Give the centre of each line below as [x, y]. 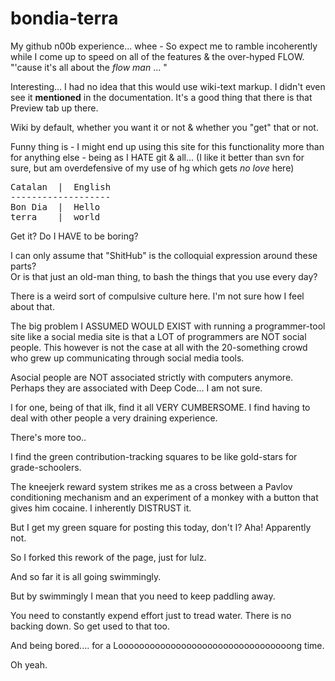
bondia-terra [64, 18]
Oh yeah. [29, 664]
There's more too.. [48, 437]
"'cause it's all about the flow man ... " [89, 67]
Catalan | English [61, 186]
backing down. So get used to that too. [90, 626]
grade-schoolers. [46, 467]
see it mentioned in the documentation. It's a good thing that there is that [161, 97]
